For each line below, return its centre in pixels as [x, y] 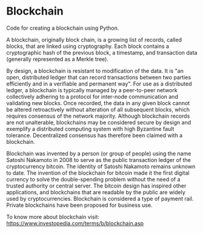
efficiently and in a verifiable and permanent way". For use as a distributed [99, 84]
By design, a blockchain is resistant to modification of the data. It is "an [95, 70]
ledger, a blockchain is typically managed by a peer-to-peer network [92, 90]
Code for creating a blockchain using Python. [63, 28]
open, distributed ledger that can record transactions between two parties [99, 77]
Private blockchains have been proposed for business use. [79, 205]
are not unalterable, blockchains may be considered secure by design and [99, 122]
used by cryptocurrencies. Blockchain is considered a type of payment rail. [100, 198]
